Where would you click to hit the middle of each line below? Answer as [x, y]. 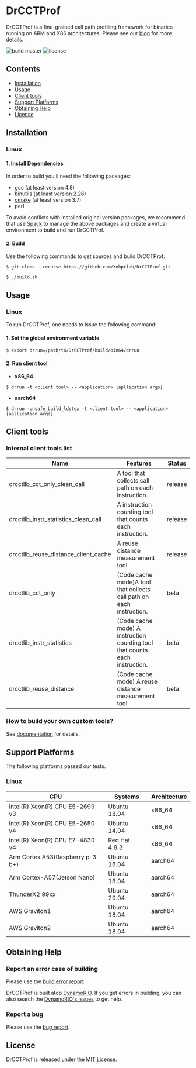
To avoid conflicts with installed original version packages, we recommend [96, 218]
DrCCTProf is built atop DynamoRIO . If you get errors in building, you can [94, 993]
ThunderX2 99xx [32, 894]
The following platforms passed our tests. [56, 766]
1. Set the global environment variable [53, 338]
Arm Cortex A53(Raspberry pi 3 [53, 857]
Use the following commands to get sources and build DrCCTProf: [85, 256]
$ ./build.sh [22, 277]
